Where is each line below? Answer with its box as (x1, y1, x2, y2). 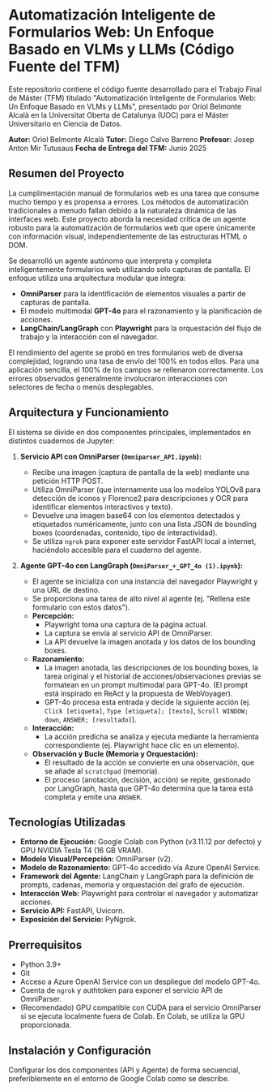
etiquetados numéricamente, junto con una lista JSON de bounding (32, 519, 257, 528)
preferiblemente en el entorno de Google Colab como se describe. (8, 1074, 230, 1083)
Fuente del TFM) (8, 58, 121, 76)
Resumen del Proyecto (8, 166, 125, 180)
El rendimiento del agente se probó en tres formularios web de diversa (8, 347, 244, 357)
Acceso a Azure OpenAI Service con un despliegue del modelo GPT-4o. (19, 977, 261, 987)
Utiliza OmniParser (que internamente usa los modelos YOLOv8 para (32, 485, 261, 494)
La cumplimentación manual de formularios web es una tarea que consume (8, 188, 260, 198)
